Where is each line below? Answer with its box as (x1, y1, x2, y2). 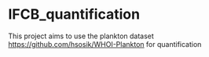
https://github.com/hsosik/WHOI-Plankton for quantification (8, 39, 202, 48)
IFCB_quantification (8, 5, 140, 23)
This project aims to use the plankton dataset (8, 31, 155, 41)
